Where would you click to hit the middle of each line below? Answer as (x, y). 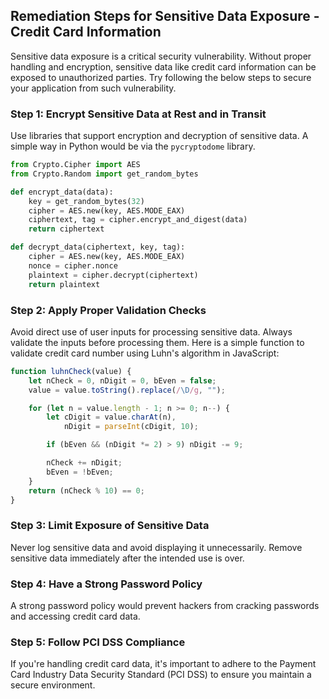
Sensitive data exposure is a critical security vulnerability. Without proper (161, 56)
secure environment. (53, 685)
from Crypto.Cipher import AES (75, 165)
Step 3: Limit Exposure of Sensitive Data (110, 526)
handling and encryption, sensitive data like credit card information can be (163, 66)
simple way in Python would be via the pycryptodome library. (133, 146)
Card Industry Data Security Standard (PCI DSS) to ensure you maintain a (161, 675)
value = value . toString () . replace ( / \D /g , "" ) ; (127, 390)
